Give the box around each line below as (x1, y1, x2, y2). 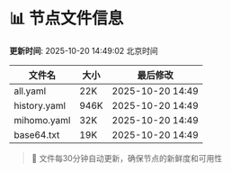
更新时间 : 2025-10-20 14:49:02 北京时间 (9, 45, 159, 56)
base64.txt (13, 128, 60, 140)
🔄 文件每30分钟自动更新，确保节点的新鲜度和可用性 (31, 152, 223, 163)
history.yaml (13, 99, 66, 112)
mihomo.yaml (13, 113, 71, 126)
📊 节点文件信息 (9, 8, 124, 29)
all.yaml (13, 85, 47, 97)
